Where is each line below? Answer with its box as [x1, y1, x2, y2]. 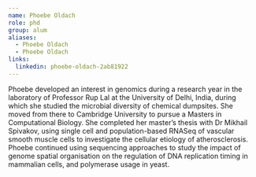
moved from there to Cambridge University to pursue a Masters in [8, 109, 222, 119]
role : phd [8, 19, 41, 27]
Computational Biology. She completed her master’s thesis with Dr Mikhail [8, 117, 248, 127]
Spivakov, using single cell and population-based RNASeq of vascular [8, 126, 235, 135]
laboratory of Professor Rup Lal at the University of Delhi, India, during [8, 92, 236, 102]
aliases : [8, 33, 37, 42]
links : [8, 56, 30, 64]
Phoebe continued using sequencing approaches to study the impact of [8, 142, 242, 152]
